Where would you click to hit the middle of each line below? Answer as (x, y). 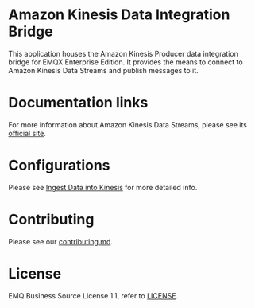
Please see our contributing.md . (61, 241)
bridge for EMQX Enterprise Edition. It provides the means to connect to (126, 62)
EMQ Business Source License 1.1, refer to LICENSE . (93, 295)
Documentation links (78, 103)
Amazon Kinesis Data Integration (119, 15)
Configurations (59, 166)
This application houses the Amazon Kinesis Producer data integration (123, 53)
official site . (27, 133)
